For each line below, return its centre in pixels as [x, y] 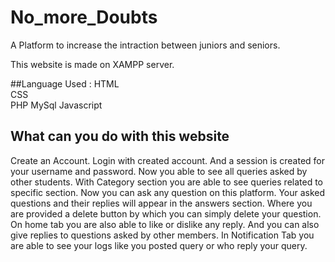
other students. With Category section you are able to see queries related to [167, 182]
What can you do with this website [120, 136]
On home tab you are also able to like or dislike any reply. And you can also [165, 224]
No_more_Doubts [84, 17]
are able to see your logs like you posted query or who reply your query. [159, 245]
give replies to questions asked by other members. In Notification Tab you [162, 235]
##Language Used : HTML [65, 83]
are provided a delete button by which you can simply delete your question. [166, 213]
